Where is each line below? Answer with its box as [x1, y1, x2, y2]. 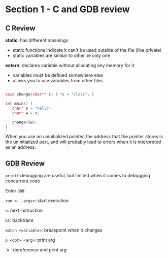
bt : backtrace [5, 217, 34, 223]
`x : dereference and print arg [5, 247, 67, 253]
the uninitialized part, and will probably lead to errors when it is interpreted [5, 139, 161, 145]
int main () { [5, 101, 33, 106]
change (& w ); [12, 119, 38, 125]
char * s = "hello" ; [12, 106, 53, 111]
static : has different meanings [5, 37, 69, 43]
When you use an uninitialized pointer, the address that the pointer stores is [5, 134, 163, 140]
